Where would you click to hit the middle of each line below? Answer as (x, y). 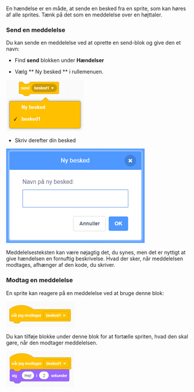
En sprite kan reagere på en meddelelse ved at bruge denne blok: (85, 293)
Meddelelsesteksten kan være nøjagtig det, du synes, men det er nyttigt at (96, 253)
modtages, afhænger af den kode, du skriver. (61, 265)
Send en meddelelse (36, 30)
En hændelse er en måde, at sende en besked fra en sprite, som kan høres (96, 9)
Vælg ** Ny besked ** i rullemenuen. (59, 72)
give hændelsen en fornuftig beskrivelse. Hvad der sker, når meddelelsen (95, 259)
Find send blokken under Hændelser (59, 61)
